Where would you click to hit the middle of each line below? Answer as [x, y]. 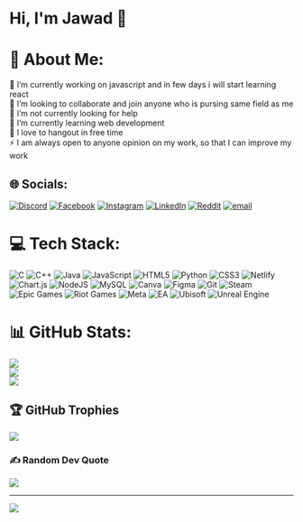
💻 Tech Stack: [65, 244]
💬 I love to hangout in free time [66, 133]
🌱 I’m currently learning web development [87, 123]
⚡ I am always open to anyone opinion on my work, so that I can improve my [151, 142]
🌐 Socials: [39, 184]
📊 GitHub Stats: [71, 332]
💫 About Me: [57, 60]
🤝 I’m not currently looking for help [73, 114]
